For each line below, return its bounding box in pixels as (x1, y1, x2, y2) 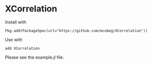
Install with (5, 19, 27, 25)
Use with (5, 37, 23, 43)
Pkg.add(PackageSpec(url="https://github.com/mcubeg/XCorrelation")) (5, 28, 148, 33)
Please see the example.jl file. (5, 54, 64, 60)
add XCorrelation (5, 46, 40, 51)
